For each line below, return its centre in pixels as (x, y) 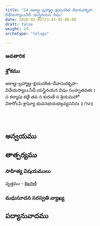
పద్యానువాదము (27, 216)
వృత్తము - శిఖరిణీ (21, 184)
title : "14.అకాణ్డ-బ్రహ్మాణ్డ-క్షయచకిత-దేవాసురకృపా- (50, 10)
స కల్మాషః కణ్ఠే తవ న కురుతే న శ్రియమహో (43, 97)
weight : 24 (17, 29)
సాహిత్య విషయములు (28, 171)
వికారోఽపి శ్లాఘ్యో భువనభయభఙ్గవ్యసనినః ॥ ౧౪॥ (49, 104)
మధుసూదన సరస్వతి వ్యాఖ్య (35, 198)
